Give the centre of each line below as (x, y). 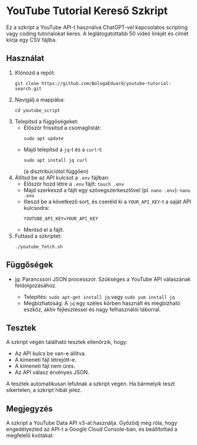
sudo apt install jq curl (55, 160)
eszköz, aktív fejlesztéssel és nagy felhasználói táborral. (92, 309)
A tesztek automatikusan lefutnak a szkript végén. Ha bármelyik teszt (91, 384)
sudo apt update (43, 138)
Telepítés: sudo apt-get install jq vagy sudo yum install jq (99, 297)
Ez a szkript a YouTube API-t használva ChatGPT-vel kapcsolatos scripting (97, 27)
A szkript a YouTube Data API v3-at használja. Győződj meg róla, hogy (92, 423)
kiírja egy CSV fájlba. (32, 40)
